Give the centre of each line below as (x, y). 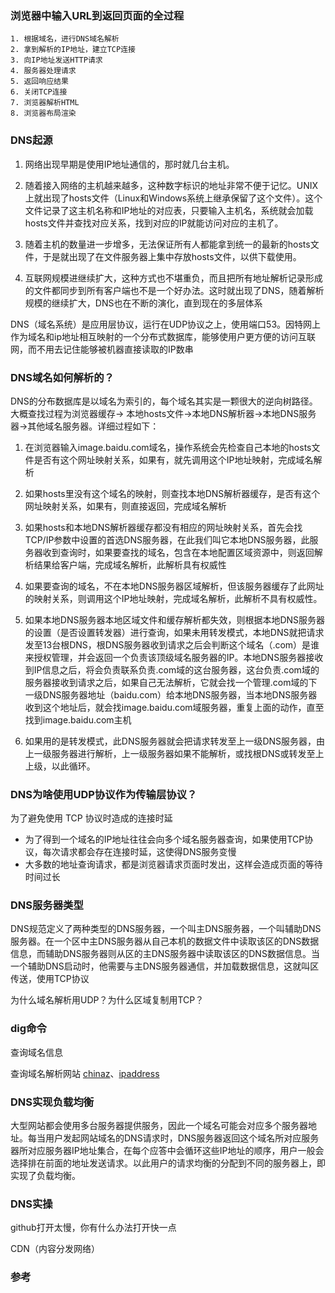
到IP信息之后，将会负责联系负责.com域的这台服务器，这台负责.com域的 (172, 669)
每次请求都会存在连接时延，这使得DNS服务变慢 (139, 852)
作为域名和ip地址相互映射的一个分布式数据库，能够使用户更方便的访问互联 (163, 336)
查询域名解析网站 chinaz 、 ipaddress (85, 1073)
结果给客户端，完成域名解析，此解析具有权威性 (130, 564)
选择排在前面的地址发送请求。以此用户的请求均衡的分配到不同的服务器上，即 (168, 1163)
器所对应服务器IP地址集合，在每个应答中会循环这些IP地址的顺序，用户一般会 (167, 1151)
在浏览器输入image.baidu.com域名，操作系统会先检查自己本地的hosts (168, 447)
